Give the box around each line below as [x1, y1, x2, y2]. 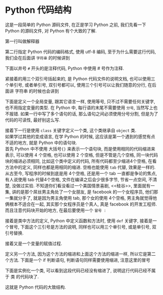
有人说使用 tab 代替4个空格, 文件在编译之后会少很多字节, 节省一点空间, [5, 177, 147, 182]
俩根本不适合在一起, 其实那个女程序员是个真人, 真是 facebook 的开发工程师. [5, 201, 157, 207]
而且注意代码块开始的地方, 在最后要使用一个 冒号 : [5, 207, 107, 213]
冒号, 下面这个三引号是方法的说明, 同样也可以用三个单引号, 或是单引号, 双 [9, 224, 157, 230]
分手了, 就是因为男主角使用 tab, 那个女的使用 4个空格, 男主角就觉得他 [18, 195, 157, 201]
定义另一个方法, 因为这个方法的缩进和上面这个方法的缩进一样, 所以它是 [5, 251, 147, 257]
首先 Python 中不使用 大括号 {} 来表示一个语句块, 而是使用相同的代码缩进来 [5, 146, 156, 151]
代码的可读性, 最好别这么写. [5, 117, 61, 123]
